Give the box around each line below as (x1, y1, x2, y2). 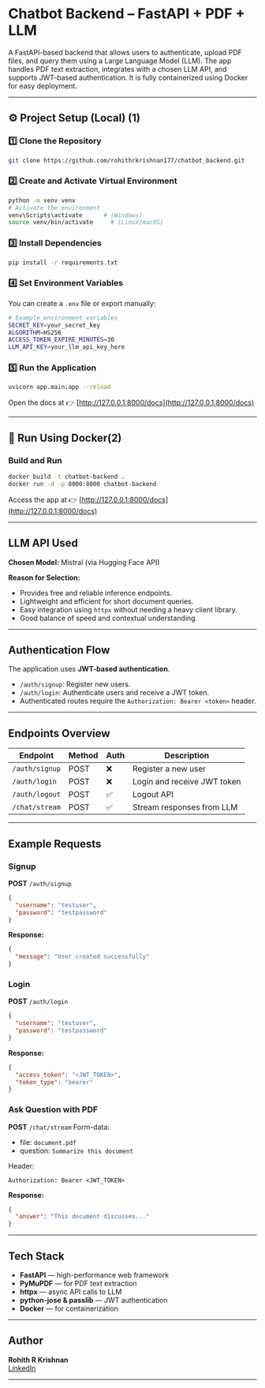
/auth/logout (12, 790, 62, 799)
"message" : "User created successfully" (15, 952, 150, 961)
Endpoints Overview (8, 727, 110, 740)
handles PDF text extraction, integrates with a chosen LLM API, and (8, 64, 227, 73)
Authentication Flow (8, 643, 110, 657)
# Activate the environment (8, 204, 101, 211)
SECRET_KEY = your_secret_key (8, 321, 101, 329)
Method (68, 750, 99, 761)
